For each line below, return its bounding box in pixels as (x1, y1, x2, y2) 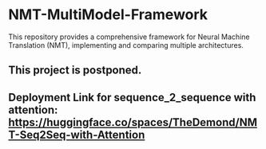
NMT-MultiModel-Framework (8, 6, 208, 24)
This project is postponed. (8, 64, 142, 77)
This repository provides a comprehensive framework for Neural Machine (8, 32, 250, 41)
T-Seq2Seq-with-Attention (8, 127, 145, 141)
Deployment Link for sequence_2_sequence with (8, 90, 256, 104)
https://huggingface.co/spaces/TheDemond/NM (8, 116, 258, 129)
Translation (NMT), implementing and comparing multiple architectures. (8, 40, 244, 49)
